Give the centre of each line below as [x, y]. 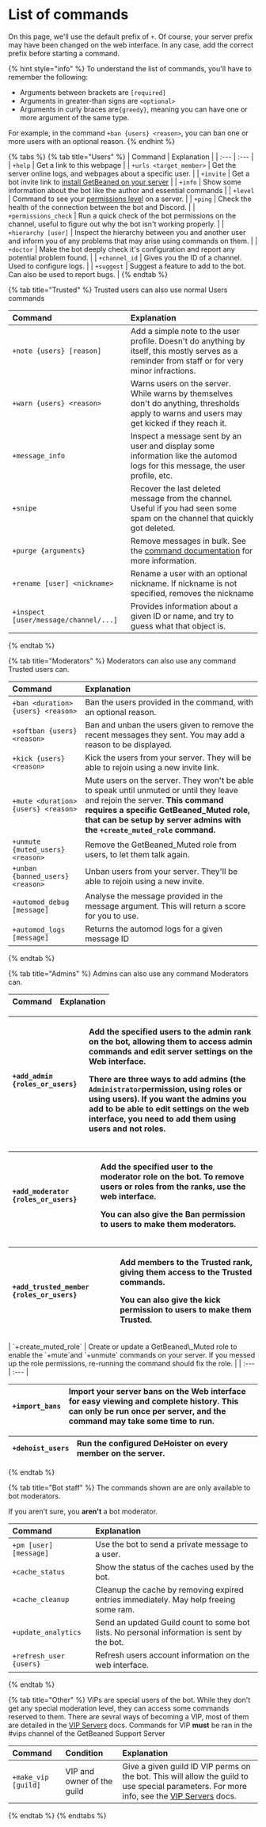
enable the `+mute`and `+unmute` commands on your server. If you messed [132, 1354]
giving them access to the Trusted [186, 1272]
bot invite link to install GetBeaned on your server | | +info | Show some [125, 182]
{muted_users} [39, 849]
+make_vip [30, 1777]
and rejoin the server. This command [154, 800]
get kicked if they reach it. [179, 423]
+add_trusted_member [51, 1287]
